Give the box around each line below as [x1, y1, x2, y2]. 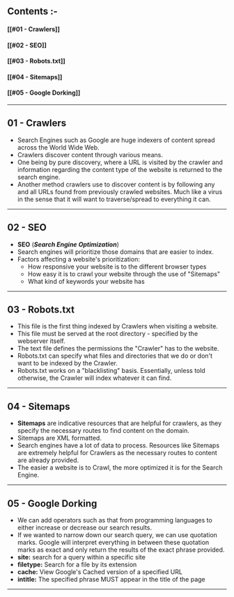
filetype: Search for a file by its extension [17, 560, 137, 569]
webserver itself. [17, 337, 65, 345]
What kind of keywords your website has [27, 277, 145, 285]
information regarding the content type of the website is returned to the [17, 165, 223, 173]
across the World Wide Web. [17, 143, 100, 152]
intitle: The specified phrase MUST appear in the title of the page [17, 575, 205, 584]
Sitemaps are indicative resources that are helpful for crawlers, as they [17, 419, 222, 427]
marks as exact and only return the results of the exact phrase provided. [17, 546, 225, 554]
